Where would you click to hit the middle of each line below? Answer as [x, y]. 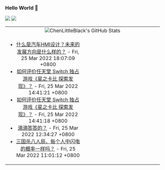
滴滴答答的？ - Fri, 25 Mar [48, 128]
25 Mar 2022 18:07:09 [48, 58]
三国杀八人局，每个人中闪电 [48, 142]
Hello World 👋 [22, 8]
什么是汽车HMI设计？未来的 [48, 45]
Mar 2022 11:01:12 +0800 [48, 155]
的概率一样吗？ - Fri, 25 [48, 149]
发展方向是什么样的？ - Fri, [48, 52]
